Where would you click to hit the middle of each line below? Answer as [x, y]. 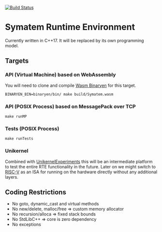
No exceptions [26, 224]
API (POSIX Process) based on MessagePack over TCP [71, 106]
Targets [17, 61]
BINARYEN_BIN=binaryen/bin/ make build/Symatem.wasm [59, 94]
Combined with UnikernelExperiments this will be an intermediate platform [79, 161]
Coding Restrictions [36, 192]
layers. [12, 177]
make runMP [16, 116]
